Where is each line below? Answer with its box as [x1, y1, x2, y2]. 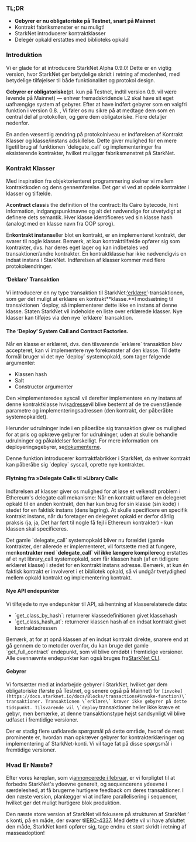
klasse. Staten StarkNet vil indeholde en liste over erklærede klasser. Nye [6, 308, 183, 315]
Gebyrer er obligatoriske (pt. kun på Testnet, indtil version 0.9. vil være [6, 88, 177, 95]
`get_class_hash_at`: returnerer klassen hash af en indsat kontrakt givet [14, 618, 186, 625]
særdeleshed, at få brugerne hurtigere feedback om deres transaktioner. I [6, 787, 184, 794]
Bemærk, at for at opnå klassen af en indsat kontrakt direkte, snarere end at [6, 636, 188, 643]
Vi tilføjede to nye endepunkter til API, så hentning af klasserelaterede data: [6, 601, 188, 608]
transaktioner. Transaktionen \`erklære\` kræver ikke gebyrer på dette [6, 698, 187, 705]
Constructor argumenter [14, 383, 73, 390]
